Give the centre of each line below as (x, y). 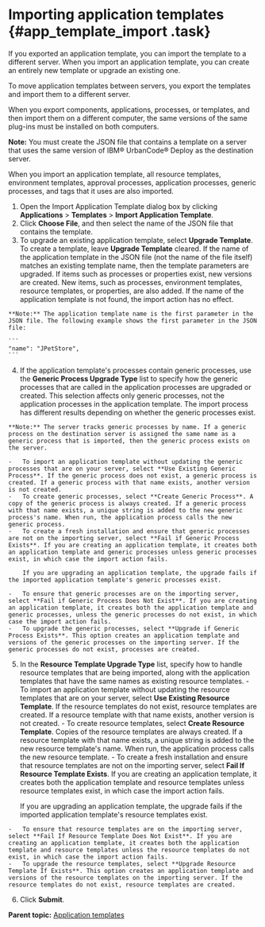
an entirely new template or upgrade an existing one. (94, 70)
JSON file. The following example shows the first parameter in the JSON (133, 321)
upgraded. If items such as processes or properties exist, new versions (136, 274)
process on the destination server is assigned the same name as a (122, 434)
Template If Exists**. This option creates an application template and (131, 871)
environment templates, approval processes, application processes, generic (132, 182)
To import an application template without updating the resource (125, 689)
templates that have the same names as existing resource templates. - (134, 681)
